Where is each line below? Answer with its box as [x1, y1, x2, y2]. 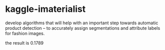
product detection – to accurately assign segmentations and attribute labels [5, 25, 161, 31]
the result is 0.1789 [5, 40, 44, 46]
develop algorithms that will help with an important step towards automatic [5, 20, 159, 26]
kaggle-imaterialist [5, 3, 86, 15]
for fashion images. [5, 30, 45, 36]
